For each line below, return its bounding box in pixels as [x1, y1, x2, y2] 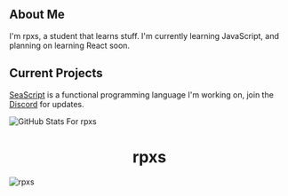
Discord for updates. [9, 98, 84, 109]
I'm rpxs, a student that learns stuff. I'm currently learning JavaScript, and [9, 30, 280, 41]
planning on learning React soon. [9, 40, 131, 51]
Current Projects [9, 66, 103, 81]
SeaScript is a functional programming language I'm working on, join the [9, 89, 274, 100]
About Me [9, 7, 65, 22]
